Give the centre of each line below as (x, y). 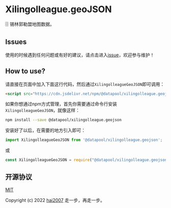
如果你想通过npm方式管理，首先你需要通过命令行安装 (61, 104)
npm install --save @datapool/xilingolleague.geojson (64, 120)
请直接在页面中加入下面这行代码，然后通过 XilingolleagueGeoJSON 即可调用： (85, 84)
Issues (16, 42)
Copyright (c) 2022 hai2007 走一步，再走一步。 (55, 200)
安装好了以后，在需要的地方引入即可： (45, 130)
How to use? (25, 71)
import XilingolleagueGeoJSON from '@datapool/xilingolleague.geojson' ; (84, 140)
